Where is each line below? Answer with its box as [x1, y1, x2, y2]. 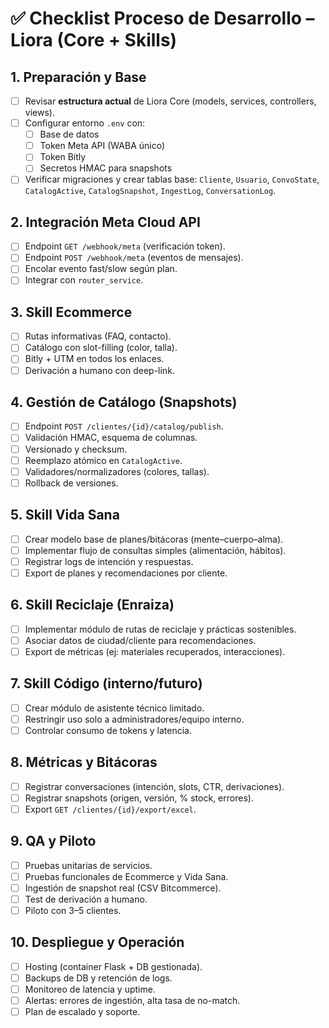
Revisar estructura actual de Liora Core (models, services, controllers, [24, 95, 317, 107]
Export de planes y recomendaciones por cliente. [24, 567, 228, 579]
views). [24, 107, 55, 119]
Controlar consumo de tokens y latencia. [24, 724, 192, 736]
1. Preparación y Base [10, 68, 147, 86]
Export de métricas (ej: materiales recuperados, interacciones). [24, 645, 286, 657]
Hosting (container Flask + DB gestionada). [24, 960, 203, 972]
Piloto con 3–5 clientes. [24, 904, 122, 916]
